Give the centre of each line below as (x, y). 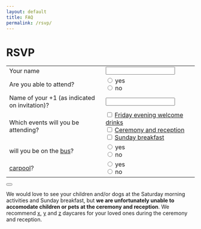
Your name (25, 71)
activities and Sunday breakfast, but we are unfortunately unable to (90, 200)
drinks (115, 123)
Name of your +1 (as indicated (52, 98)
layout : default (26, 12)
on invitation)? (29, 105)
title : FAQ (20, 17)
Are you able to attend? (42, 84)
